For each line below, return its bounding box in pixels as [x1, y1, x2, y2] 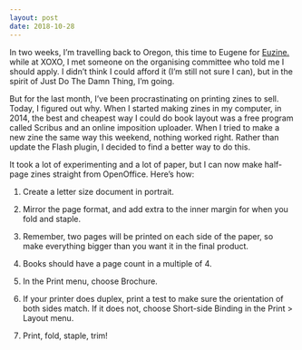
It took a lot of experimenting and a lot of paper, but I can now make [9, 159, 263, 170]
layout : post [9, 13, 59, 23]
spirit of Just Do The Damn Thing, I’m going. [9, 75, 175, 86]
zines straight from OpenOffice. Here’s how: [30, 169, 195, 180]
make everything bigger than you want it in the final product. [22, 240, 249, 251]
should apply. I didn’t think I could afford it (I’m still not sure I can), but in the [9, 65, 293, 77]
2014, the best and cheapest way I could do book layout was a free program [9, 112, 294, 123]
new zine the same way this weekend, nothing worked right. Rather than [9, 131, 279, 142]
